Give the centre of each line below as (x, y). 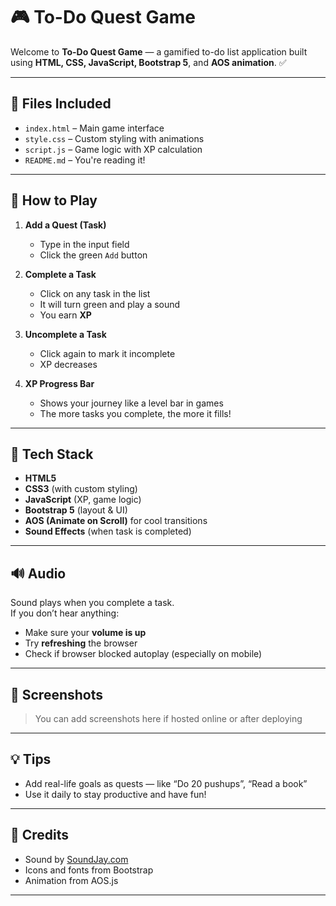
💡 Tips (31, 759)
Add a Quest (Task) (65, 225)
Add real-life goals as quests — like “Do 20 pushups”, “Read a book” (166, 783)
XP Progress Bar (59, 383)
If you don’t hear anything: (65, 613)
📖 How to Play (54, 200)
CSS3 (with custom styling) (81, 489)
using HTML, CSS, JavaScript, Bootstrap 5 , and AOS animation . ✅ (148, 62)
